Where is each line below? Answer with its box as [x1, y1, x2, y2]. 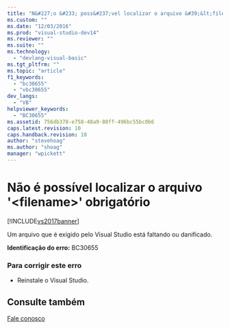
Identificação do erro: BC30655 [7, 243, 99, 252]
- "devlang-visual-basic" [13, 55, 88, 62]
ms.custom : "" [7, 16, 48, 23]
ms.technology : [7, 49, 51, 56]
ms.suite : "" [7, 42, 44, 49]
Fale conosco [7, 314, 46, 322]
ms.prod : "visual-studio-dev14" [7, 29, 99, 36]
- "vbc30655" [13, 86, 51, 93]
